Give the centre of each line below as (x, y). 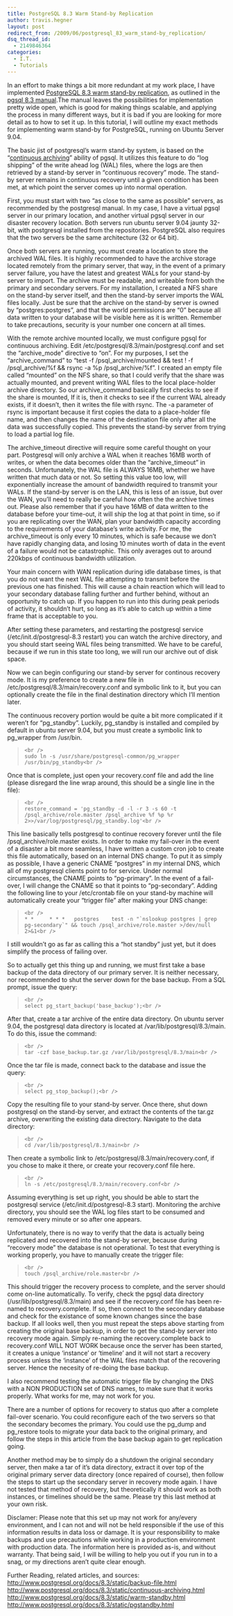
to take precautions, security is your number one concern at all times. (106, 324)
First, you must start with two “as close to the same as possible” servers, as (115, 200)
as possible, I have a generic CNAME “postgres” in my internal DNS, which (114, 863)
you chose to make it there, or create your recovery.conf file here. (101, 1165)
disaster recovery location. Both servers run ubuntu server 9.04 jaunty (108, 222)
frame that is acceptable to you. (53, 616)
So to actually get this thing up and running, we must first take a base (106, 965)
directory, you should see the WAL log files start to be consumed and (106, 1212)
